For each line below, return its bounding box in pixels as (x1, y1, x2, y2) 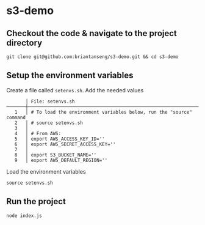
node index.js (6, 212, 43, 219)
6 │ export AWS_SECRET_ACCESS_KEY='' (14, 141, 116, 147)
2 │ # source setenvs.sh (14, 120, 84, 126)
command (6, 114, 26, 120)
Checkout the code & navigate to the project (6, 28, 177, 39)
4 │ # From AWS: (14, 130, 62, 136)
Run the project (6, 196, 66, 207)
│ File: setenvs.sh (25, 98, 75, 105)
